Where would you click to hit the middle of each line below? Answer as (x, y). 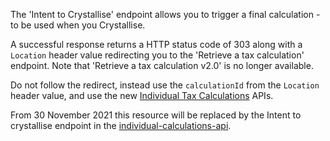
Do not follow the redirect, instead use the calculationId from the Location (165, 85)
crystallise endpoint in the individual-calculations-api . (121, 125)
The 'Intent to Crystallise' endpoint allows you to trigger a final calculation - (165, 14)
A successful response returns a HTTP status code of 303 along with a (156, 44)
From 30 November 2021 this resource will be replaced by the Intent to (156, 115)
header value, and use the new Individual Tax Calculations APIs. (142, 95)
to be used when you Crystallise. (78, 25)
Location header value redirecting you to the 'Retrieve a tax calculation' (157, 55)
